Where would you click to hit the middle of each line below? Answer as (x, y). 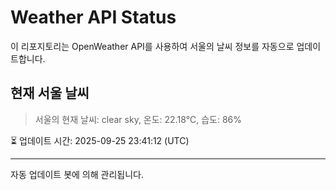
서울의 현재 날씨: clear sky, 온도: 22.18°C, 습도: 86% (138, 119)
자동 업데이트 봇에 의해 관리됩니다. (77, 174)
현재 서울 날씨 (50, 93)
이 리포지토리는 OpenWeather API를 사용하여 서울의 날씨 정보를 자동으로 (152, 46)
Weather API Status (93, 17)
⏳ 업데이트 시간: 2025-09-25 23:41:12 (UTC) (100, 140)
